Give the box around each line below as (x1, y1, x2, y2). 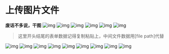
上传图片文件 (5, 5, 60, 16)
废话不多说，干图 (5, 22, 41, 28)
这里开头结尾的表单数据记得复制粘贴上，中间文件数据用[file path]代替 (17, 33, 164, 39)
